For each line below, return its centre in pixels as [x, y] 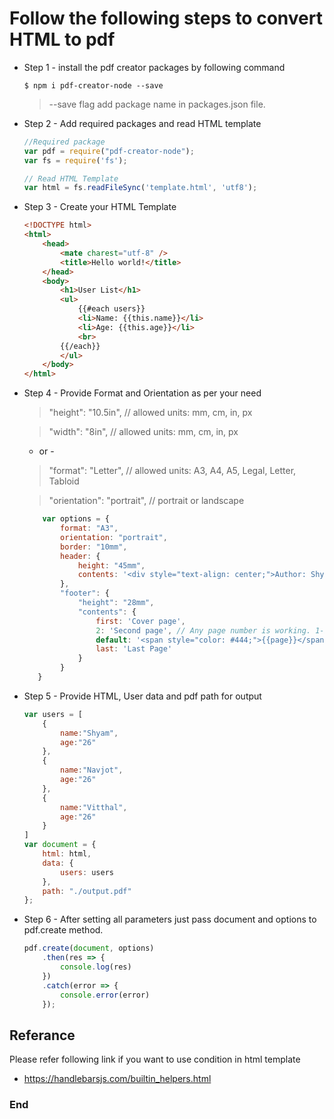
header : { [80, 556]
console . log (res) [96, 967]
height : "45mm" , [111, 565]
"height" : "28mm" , [116, 603]
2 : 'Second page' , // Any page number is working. [203, 630]
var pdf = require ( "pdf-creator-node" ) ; [109, 151]
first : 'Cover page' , [140, 621]
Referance [42, 1035]
